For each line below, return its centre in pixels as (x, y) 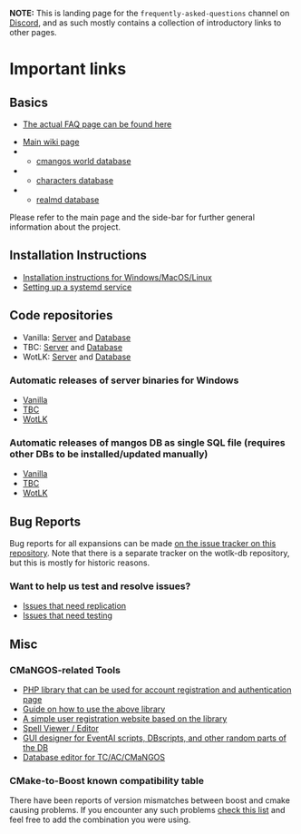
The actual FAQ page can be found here (97, 124)
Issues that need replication (74, 606)
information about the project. (65, 227)
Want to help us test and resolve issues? (100, 586)
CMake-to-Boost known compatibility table (107, 780)
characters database (75, 180)
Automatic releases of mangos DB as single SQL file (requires (147, 442)
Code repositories (61, 315)
